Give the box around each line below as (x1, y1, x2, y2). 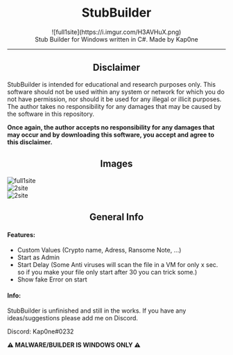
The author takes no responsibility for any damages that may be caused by (7, 102, 221, 110)
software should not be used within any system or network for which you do (7, 87, 225, 96)
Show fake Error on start (17, 275, 88, 284)
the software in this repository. (7, 110, 95, 118)
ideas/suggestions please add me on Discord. (7, 314, 139, 322)
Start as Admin (17, 253, 60, 261)
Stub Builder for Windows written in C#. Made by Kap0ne (34, 35, 199, 43)
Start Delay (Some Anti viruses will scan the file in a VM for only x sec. (17, 261, 218, 269)
